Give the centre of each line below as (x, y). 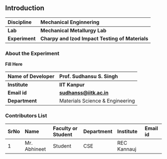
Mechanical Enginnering (70, 22)
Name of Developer (31, 76)
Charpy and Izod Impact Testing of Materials (94, 38)
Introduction (25, 8)
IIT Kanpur (72, 85)
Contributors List (26, 116)
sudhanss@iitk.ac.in (84, 93)
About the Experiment (32, 53)
